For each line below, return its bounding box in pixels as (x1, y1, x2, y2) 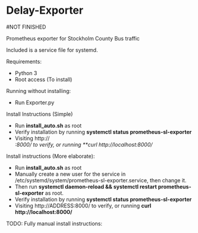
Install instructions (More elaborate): (6, 153, 95, 160)
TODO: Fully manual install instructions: (6, 220, 103, 227)
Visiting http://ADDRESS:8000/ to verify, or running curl (14, 202, 152, 209)
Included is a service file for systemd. (6, 46, 98, 54)
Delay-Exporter (6, 4, 84, 17)
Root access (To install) (14, 76, 73, 83)
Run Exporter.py (14, 99, 55, 106)
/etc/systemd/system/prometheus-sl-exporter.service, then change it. (14, 176, 187, 184)
